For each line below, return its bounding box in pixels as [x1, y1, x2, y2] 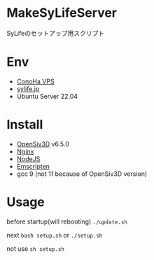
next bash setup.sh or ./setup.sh [6, 231, 103, 239]
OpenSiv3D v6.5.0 [16, 139, 69, 148]
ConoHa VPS [16, 77, 55, 85]
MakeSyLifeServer [6, 5, 117, 21]
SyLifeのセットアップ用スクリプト [6, 29, 105, 37]
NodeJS [16, 154, 41, 163]
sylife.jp [16, 84, 40, 93]
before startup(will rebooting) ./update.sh [6, 217, 127, 226]
